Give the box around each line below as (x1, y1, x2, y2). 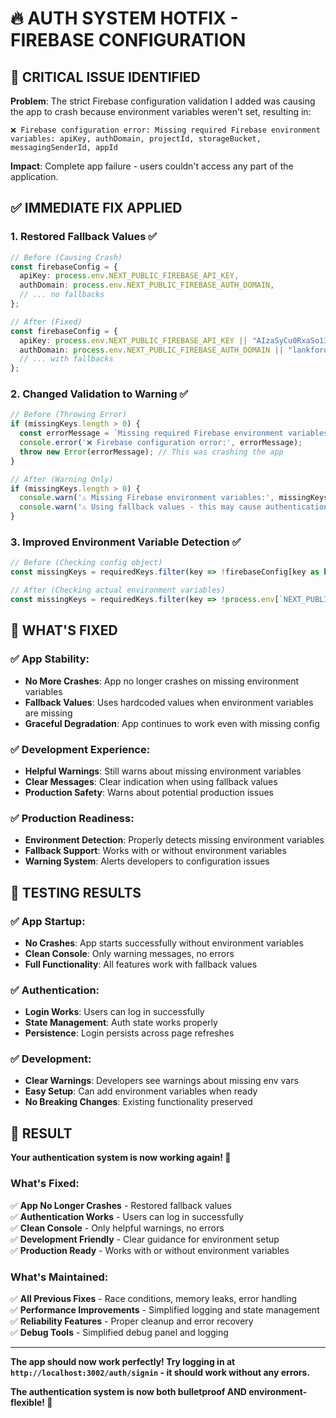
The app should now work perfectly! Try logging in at (10, 1355, 236, 1367)
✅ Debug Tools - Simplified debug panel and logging (10, 1326, 229, 1338)
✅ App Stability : (10, 652, 90, 666)
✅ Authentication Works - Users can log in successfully (10, 1210, 244, 1222)
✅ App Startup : (10, 914, 86, 928)
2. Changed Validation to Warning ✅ (10, 387, 189, 401)
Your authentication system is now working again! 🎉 (10, 1152, 232, 1164)
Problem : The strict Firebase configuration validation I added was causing (10, 95, 316, 107)
